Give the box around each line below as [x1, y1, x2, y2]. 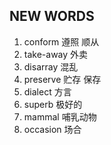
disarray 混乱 [23, 60, 79, 73]
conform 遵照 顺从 [23, 35, 100, 48]
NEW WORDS [9, 8, 95, 25]
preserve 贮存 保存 [23, 73, 102, 85]
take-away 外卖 [23, 48, 89, 60]
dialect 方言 [23, 85, 72, 98]
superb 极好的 [23, 98, 83, 110]
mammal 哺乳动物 [23, 110, 97, 123]
